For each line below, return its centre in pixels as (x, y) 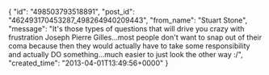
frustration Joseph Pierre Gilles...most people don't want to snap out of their (135, 37)
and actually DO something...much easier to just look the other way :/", (126, 54)
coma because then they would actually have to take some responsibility (129, 46)
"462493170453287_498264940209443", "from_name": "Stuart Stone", (128, 20)
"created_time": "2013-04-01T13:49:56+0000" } (88, 63)
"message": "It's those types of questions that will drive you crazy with (126, 29)
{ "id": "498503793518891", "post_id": (71, 12)
